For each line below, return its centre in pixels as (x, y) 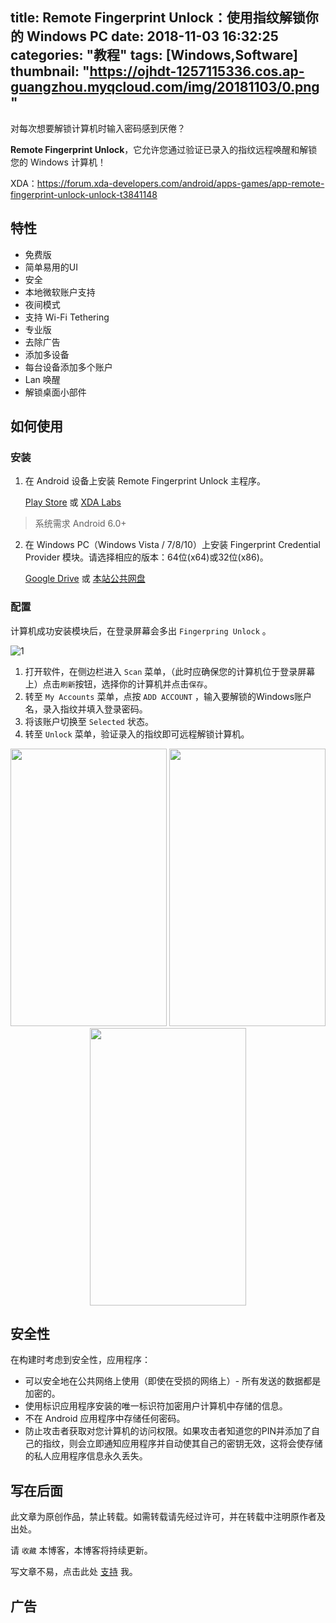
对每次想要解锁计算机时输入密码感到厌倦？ (98, 128)
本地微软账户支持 (60, 292)
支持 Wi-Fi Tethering (67, 317)
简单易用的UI (51, 267)
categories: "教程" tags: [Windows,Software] (154, 55)
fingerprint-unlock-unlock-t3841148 (84, 194)
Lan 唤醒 (42, 379)
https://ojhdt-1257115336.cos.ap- (197, 71)
